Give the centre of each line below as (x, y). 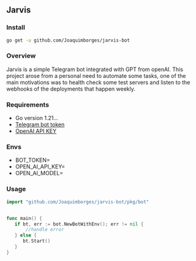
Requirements (28, 105)
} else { (25, 235)
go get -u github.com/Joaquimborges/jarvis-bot (68, 40)
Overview (21, 56)
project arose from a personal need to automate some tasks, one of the (96, 75)
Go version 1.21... (37, 118)
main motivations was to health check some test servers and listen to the (98, 82)
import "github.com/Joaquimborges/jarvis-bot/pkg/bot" (78, 202)
